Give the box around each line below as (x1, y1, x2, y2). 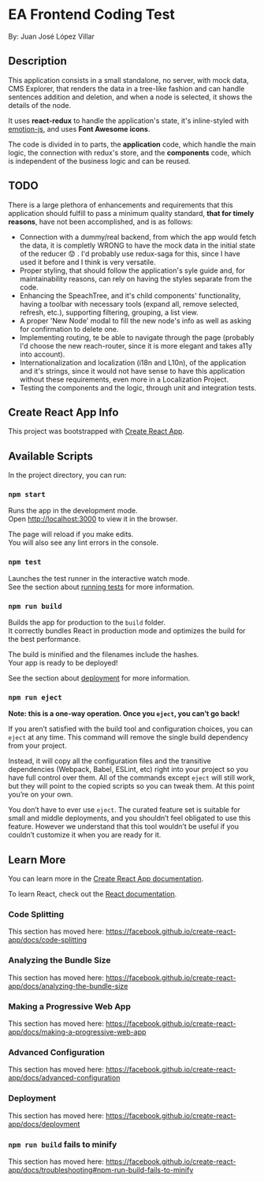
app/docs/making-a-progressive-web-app (8, 1027, 147, 1037)
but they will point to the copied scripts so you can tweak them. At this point (8, 781, 255, 791)
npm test (8, 557, 42, 567)
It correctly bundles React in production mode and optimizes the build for (8, 626, 246, 636)
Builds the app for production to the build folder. (8, 617, 166, 628)
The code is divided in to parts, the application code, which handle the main (8, 140, 256, 149)
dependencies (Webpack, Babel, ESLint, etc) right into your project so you (8, 765, 249, 774)
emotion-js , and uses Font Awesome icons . (8, 124, 151, 133)
